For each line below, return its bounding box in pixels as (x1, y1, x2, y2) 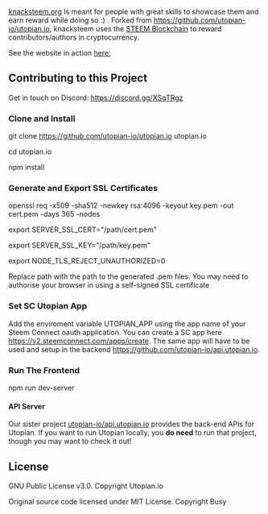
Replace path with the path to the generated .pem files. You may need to (8, 272, 249, 281)
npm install (8, 163, 45, 172)
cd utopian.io (8, 147, 52, 156)
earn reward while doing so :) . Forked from (8, 15, 152, 25)
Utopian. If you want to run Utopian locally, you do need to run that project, (8, 428, 258, 437)
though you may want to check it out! (8, 437, 132, 446)
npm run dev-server (8, 383, 75, 392)
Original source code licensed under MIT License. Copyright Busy (8, 497, 227, 507)
